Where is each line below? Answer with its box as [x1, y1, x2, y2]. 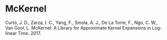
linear [5, 30, 17, 36]
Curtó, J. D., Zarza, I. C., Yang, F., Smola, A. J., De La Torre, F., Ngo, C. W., [5, 19, 158, 25]
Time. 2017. [17, 30, 41, 36]
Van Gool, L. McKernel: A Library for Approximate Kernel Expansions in [5, 24, 151, 30]
